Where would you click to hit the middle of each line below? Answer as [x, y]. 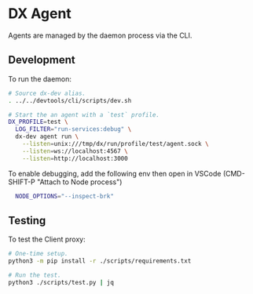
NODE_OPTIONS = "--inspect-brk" [64, 196]
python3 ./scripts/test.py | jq [61, 282]
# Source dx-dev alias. [47, 93]
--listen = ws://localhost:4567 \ [75, 151]
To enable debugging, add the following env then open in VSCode [115, 173]
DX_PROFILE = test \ [38, 122]
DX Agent [40, 14]
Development [42, 60]
